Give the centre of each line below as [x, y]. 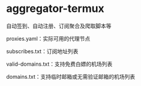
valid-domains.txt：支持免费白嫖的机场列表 [59, 64]
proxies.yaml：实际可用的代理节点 [48, 38]
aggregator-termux [55, 9]
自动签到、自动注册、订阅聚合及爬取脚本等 [59, 26]
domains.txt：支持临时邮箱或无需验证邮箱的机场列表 [71, 76]
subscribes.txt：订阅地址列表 [42, 51]
